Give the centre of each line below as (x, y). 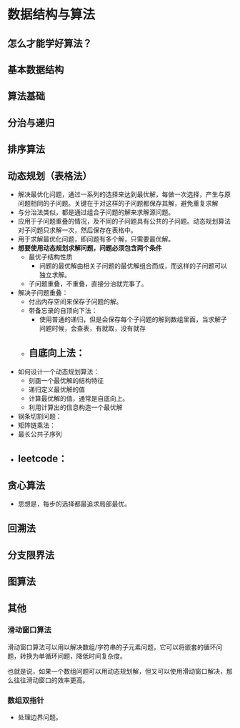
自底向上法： (57, 353)
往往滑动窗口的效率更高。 (51, 680)
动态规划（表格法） (50, 176)
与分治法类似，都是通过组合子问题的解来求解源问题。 (96, 212)
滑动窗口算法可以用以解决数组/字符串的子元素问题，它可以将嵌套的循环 (112, 647)
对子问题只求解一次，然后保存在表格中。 (77, 230)
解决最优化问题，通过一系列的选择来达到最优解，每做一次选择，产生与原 (124, 194)
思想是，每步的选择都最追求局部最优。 (74, 504)
